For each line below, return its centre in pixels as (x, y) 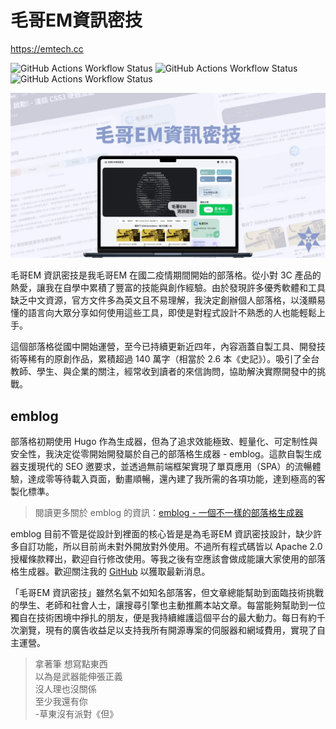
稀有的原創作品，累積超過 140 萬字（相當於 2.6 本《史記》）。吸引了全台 (173, 359)
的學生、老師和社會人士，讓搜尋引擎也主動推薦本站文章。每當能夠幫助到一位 (168, 605)
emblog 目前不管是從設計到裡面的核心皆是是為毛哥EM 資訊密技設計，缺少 (162, 534)
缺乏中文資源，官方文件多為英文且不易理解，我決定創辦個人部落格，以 (155, 300)
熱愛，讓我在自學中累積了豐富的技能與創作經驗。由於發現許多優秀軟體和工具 (168, 288)
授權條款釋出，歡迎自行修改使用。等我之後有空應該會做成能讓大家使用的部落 (168, 559)
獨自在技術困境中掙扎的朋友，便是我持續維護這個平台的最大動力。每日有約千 (168, 618)
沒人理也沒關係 (65, 689)
